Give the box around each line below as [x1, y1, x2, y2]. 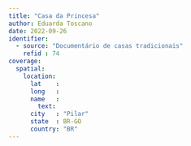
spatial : [15, 65, 46, 73]
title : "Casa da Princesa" [8, 11, 100, 20]
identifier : [8, 34, 49, 43]
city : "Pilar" [29, 110, 89, 118]
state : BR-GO [29, 118, 82, 126]
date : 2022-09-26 [8, 27, 67, 35]
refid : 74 [23, 49, 60, 58]
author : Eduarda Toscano [8, 19, 93, 28]
